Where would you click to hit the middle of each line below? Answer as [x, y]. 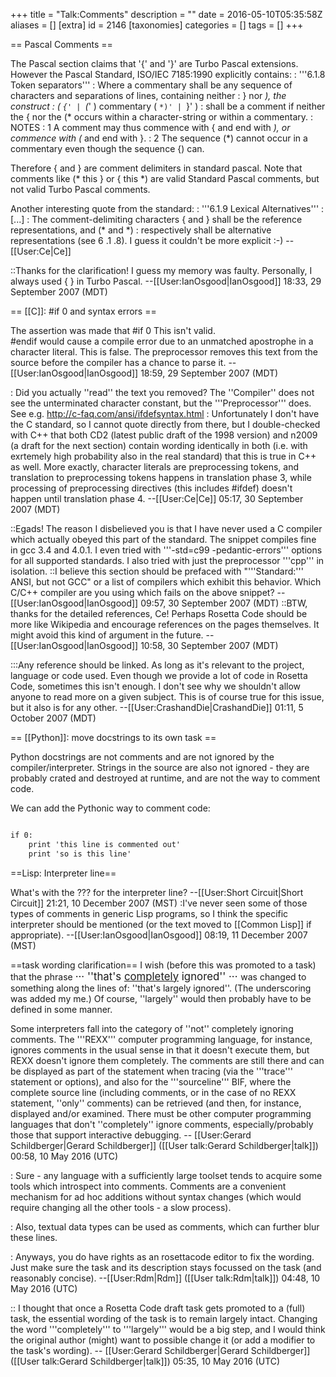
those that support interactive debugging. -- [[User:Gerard [131, 1135]
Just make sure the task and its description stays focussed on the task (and [166, 1267]
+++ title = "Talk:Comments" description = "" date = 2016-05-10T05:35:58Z [166, 14]
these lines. [34, 1237]
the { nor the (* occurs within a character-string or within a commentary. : [162, 117]
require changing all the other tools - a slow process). [121, 1207]
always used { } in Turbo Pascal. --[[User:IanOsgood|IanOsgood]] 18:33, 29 [166, 281]
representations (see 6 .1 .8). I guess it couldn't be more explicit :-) [147, 240]
